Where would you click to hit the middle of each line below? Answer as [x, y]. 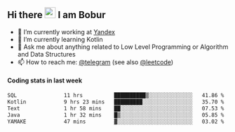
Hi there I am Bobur [57, 15]
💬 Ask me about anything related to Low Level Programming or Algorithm [123, 47]
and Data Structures [46, 54]
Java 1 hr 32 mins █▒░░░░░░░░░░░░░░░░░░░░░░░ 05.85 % [116, 115]
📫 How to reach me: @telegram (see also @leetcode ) [95, 62]
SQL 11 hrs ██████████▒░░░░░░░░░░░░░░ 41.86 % [116, 96]
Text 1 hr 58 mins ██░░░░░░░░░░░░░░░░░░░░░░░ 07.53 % [116, 108]
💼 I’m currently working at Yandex [66, 31]
